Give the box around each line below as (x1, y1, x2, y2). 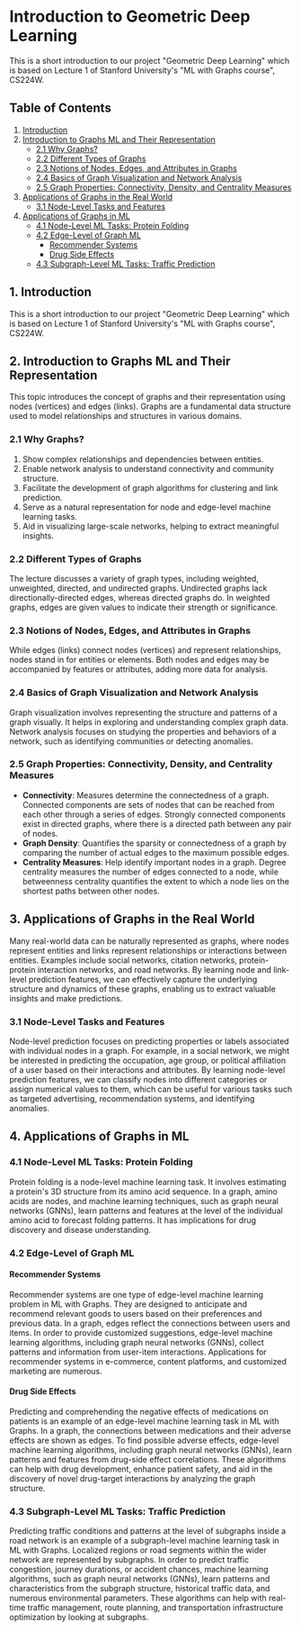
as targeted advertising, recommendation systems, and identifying (9, 1092, 255, 1104)
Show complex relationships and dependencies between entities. (22, 453, 264, 465)
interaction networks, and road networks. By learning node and (37, 964, 271, 974)
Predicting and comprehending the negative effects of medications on (9, 1406, 269, 1417)
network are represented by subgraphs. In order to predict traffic (9, 1554, 250, 1565)
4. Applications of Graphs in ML (9, 1128, 190, 1145)
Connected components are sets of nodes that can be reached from (22, 799, 276, 810)
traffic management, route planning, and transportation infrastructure (27, 1602, 284, 1613)
